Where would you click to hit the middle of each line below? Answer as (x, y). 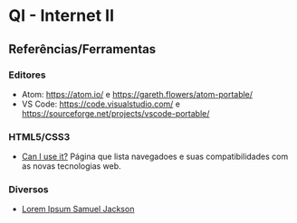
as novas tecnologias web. (71, 166)
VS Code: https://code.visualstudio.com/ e (101, 104)
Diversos (29, 190)
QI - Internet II (62, 16)
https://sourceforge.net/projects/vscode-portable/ (115, 113)
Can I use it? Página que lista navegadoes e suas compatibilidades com (155, 157)
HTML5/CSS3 (39, 136)
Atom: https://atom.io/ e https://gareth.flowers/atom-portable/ (137, 94)
